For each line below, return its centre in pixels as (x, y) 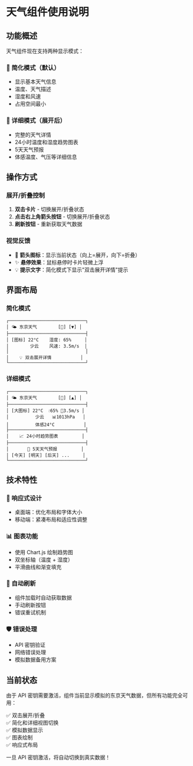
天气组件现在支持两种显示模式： (45, 51)
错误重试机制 (30, 612)
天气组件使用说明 (48, 12)
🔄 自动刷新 (21, 584)
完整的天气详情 (33, 135)
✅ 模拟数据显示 (24, 730)
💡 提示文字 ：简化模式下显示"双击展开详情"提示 (71, 270)
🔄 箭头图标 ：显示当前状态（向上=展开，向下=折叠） (77, 255)
